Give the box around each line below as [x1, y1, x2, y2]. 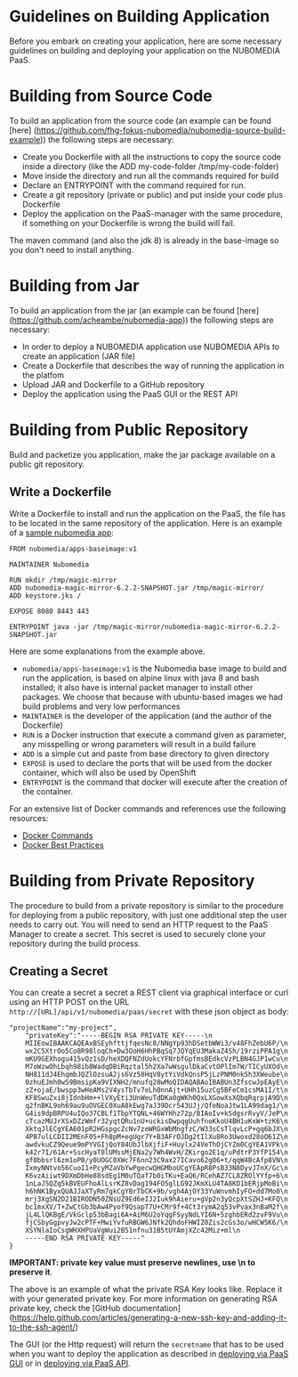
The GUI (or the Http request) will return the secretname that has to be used [9, 1339, 285, 1350]
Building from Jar [9, 276, 140, 296]
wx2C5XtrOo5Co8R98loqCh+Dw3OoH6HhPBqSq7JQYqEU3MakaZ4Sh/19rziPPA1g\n [25, 1047, 289, 1056]
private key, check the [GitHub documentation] [9, 1303, 181, 1314]
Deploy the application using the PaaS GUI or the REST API [21, 388, 238, 399]
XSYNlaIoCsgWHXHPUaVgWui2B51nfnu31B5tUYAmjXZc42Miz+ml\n [25, 1226, 241, 1235]
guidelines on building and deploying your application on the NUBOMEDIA [9, 45, 280, 55]
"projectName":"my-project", [9, 1023, 117, 1032]
